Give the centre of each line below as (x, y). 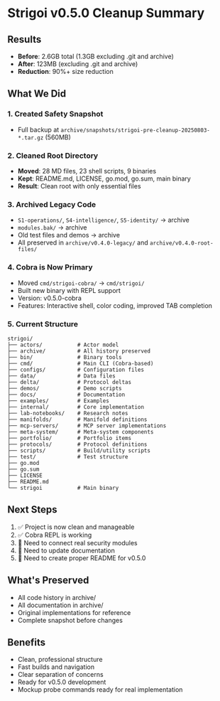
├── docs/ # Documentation (66, 395)
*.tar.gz (31, 138)
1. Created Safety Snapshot (55, 114)
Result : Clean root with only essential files (79, 186)
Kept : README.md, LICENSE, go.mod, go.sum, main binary (104, 178)
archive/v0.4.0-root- (182, 243)
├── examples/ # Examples (59, 401)
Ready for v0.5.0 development (62, 682)
